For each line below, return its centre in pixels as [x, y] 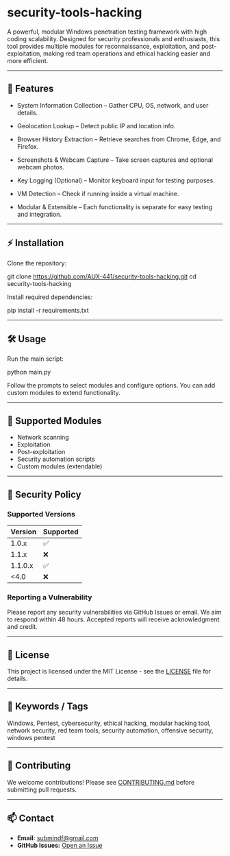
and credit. [22, 627]
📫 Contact [31, 818]
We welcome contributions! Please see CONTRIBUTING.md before [101, 782]
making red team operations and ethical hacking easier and [127, 53]
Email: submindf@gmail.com [58, 838]
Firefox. [28, 146]
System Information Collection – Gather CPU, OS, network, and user [113, 105]
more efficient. [28, 60]
